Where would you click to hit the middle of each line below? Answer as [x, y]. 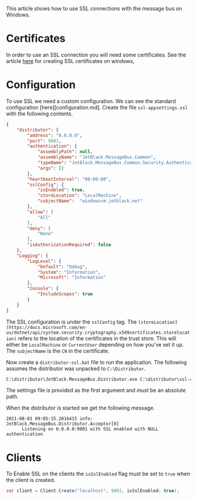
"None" [45, 234]
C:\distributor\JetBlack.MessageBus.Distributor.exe [72, 379]
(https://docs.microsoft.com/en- [47, 327]
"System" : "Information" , [69, 272]
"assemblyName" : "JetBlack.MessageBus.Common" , [97, 157]
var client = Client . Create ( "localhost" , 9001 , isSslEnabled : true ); [93, 491]
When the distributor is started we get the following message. [81, 408]
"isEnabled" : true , [61, 190]
